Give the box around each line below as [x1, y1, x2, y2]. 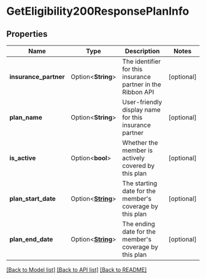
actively [122, 154, 145, 162]
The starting [122, 179, 158, 188]
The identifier [122, 57, 161, 66]
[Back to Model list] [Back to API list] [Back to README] [6, 266, 147, 273]
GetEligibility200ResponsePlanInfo [6, 4, 189, 18]
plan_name [9, 113, 43, 121]
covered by [122, 161, 155, 170]
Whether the [122, 139, 158, 147]
